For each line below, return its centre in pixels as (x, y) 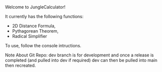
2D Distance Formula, (34, 26)
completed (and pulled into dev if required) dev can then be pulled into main (81, 60)
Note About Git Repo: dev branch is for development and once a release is (80, 55)
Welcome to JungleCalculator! (35, 7)
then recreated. (20, 65)
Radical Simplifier (29, 36)
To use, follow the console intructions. (43, 45)
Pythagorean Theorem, (35, 31)
